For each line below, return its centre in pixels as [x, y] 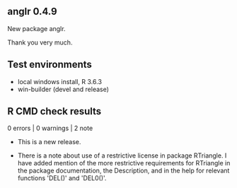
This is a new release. [49, 142]
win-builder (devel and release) [63, 89]
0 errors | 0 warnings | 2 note [50, 128]
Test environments [50, 65]
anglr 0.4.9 [33, 12]
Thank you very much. [40, 42]
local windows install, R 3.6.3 [60, 81]
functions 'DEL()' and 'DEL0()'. [62, 178]
